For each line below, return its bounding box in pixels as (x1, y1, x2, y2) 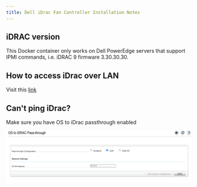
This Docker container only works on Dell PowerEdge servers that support (6, 47, 186, 55)
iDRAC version (6, 32, 60, 42)
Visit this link (6, 86, 37, 93)
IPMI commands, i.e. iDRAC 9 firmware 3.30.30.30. (6, 53, 129, 61)
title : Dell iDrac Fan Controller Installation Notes (6, 9, 141, 15)
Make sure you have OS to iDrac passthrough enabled (6, 119, 137, 126)
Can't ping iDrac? (6, 103, 71, 113)
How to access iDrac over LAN (6, 70, 119, 80)
